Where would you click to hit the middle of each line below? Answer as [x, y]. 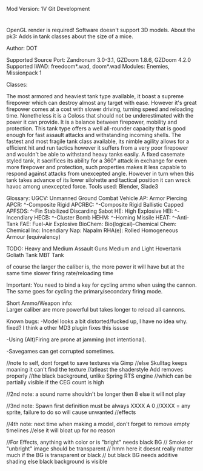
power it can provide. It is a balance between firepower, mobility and [92, 122]
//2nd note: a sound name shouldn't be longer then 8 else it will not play [96, 394]
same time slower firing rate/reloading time [60, 273]
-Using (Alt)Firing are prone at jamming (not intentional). [76, 339]
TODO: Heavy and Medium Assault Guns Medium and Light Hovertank [94, 249]
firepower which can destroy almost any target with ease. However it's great [101, 103]
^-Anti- [181, 218]
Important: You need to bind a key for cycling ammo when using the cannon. [101, 285]
